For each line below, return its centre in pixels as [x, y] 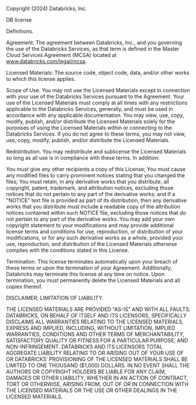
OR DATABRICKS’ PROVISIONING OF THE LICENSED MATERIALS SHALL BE [97, 359]
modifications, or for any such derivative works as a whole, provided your [95, 238]
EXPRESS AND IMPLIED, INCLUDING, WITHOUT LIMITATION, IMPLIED [91, 328]
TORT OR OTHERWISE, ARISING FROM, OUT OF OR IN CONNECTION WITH [97, 384]
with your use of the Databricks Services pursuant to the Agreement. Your [95, 97]
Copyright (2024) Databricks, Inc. [47, 9]
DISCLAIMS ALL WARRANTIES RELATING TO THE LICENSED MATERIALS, [95, 322]
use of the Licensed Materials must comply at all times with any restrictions [97, 103]
